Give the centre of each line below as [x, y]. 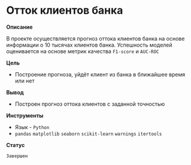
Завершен [17, 156]
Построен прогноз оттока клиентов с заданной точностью [90, 104]
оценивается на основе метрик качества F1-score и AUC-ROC [83, 51]
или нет [25, 81]
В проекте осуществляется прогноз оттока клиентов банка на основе [95, 38]
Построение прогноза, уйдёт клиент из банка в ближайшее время [100, 74]
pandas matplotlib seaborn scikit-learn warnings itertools [88, 134]
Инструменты [25, 115]
